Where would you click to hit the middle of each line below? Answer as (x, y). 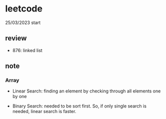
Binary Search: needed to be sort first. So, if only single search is (79, 106)
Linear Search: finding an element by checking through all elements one (86, 91)
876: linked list (27, 50)
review (16, 38)
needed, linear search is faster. (44, 111)
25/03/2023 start (23, 22)
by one (19, 96)
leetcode (24, 9)
